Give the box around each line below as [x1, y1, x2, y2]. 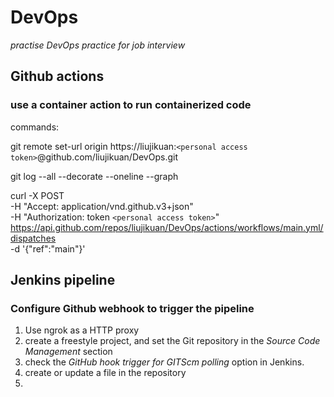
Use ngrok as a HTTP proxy [24, 324, 140, 336]
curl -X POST [10, 189, 65, 201]
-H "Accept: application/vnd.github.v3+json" [10, 200, 194, 212]
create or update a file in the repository [24, 367, 187, 379]
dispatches [10, 232, 57, 244]
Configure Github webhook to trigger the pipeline [10, 301, 255, 315]
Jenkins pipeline [10, 272, 116, 289]
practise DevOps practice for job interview [10, 39, 186, 51]
